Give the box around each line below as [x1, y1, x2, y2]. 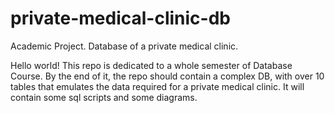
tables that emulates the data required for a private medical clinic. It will [10, 80, 305, 92]
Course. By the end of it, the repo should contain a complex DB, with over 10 [10, 70, 325, 82]
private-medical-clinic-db [10, 7, 231, 30]
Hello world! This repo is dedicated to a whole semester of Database [10, 59, 293, 71]
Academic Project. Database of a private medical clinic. [10, 40, 239, 52]
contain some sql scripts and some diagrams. [10, 91, 198, 103]
